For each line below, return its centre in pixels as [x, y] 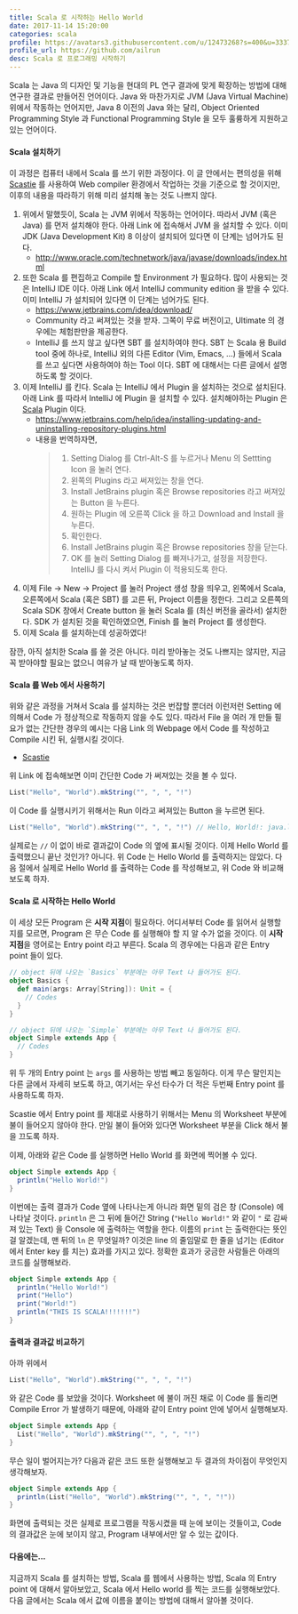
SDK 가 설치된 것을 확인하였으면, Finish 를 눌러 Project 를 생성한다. [150, 622]
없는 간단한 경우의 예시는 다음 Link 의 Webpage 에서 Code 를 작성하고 [148, 728]
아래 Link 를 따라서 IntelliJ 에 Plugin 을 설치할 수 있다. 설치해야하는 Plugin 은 [155, 398]
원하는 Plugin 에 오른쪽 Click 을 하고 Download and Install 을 [177, 514]
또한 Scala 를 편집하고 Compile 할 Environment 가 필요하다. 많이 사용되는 [150, 277]
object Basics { [39, 981]
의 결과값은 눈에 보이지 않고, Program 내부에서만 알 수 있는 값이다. [124, 1534]
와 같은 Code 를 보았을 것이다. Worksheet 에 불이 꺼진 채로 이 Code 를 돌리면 [144, 1398]
